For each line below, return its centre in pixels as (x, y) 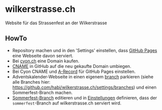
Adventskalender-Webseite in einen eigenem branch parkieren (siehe (83, 77)
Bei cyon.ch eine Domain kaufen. (46, 61)
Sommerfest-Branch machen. (42, 92)
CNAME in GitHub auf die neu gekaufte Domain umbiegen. (72, 66)
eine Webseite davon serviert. (43, 55)
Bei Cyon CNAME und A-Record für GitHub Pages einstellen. (74, 71)
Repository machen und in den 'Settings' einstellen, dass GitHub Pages (85, 50)
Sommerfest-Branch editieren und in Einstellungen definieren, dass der (84, 98)
